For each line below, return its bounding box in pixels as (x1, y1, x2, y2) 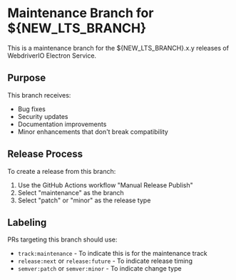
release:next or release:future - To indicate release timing (17, 256, 193, 265)
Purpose (7, 72, 46, 84)
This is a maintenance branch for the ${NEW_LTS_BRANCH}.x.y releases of (7, 43, 230, 52)
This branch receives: (7, 90, 71, 99)
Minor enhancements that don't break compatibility (17, 127, 169, 136)
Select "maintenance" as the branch (17, 188, 125, 197)
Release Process (7, 148, 83, 160)
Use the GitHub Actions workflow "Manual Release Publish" (17, 180, 194, 190)
